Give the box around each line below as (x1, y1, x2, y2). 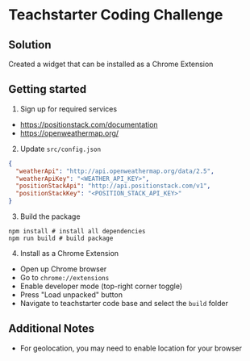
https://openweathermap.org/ (19, 128, 119, 138)
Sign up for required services (19, 103, 118, 114)
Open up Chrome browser (19, 264, 107, 274)
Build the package (19, 212, 81, 221)
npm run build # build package (8, 234, 114, 243)
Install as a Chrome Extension (19, 249, 119, 258)
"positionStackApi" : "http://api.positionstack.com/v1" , (15, 182, 211, 191)
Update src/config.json (19, 144, 102, 153)
